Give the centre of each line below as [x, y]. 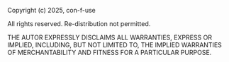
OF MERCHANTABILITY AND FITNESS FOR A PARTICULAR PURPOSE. [110, 52]
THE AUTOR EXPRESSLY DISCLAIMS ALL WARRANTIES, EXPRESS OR [110, 37]
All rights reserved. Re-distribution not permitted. [79, 24]
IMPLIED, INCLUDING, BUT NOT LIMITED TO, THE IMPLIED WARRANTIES [114, 45]
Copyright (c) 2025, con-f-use [51, 10]
